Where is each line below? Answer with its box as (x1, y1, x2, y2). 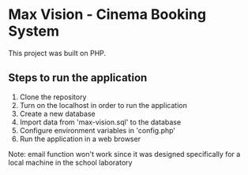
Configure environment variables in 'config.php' (19, 125, 176, 135)
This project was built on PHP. (8, 48, 107, 58)
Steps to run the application (8, 71, 148, 84)
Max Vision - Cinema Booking (8, 6, 207, 24)
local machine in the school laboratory (8, 158, 133, 167)
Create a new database (19, 109, 96, 118)
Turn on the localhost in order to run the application (19, 100, 187, 110)
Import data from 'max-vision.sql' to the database (19, 117, 182, 127)
